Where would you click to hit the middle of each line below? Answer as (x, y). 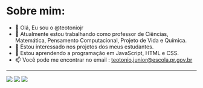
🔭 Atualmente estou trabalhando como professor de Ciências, (92, 34)
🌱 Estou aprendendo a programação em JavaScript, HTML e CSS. (97, 53)
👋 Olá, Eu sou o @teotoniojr (49, 28)
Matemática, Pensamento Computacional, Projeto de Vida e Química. (101, 40)
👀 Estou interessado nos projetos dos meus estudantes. (84, 47)
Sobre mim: (36, 11)
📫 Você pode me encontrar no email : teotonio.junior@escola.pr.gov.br (104, 60)
